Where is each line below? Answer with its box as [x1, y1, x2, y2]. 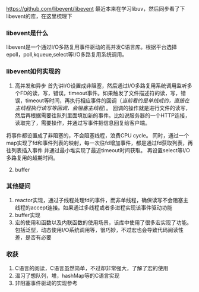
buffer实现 [14, 211, 40, 218]
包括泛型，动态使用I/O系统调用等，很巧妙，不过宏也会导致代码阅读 [14, 226, 179, 233]
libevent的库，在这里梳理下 [6, 12, 72, 20]
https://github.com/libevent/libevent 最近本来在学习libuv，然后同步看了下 [6, 5, 185, 12]
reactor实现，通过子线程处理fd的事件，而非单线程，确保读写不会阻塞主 [14, 196, 189, 203]
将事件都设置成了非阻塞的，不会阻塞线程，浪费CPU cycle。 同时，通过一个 [6, 131, 189, 139]
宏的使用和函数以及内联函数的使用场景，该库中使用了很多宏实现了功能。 [14, 219, 192, 226]
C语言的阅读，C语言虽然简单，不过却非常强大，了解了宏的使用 [14, 265, 169, 272]
